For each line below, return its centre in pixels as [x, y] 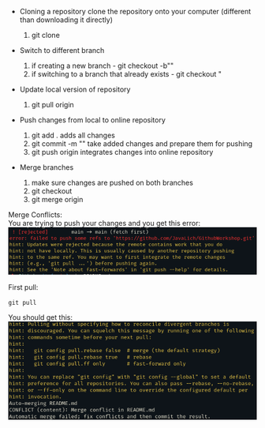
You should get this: [41, 317]
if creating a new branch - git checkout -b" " [103, 66]
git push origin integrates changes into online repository [122, 152]
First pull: [23, 287]
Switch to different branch [62, 50]
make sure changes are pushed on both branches [112, 182]
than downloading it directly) [66, 20]
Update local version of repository [75, 89]
